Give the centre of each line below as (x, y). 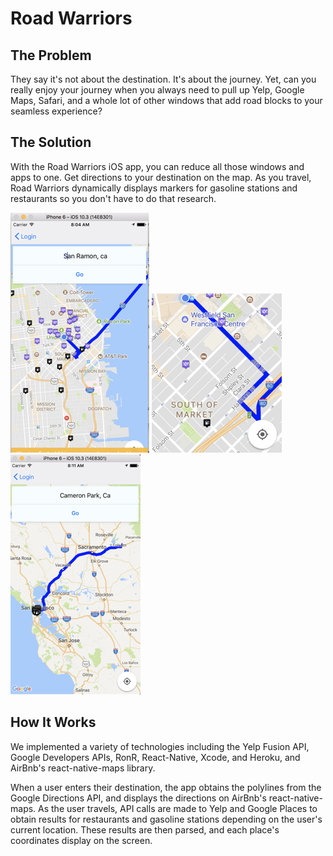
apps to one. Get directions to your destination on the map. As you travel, (161, 177)
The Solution (51, 142)
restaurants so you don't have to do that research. (113, 198)
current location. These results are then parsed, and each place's (145, 829)
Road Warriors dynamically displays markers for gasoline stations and (154, 188)
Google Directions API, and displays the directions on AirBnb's (138, 798)
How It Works (53, 722)
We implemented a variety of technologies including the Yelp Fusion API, (160, 746)
